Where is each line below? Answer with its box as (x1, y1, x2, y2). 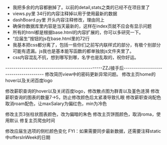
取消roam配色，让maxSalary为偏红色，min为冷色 (5, 100, 107, 106)
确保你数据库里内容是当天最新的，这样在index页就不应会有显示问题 (12, 23, 152, 29)
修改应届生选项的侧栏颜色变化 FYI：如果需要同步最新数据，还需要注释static (5, 128, 161, 134)
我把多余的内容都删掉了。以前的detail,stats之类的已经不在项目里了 (12, 4, 150, 10)
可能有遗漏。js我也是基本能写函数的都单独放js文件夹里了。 (12, 48, 134, 54)
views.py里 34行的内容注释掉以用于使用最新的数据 (12, 10, 117, 16)
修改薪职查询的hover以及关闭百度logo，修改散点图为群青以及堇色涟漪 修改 (5, 88, 160, 94)
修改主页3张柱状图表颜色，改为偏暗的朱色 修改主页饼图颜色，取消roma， (5, 111, 157, 117)
